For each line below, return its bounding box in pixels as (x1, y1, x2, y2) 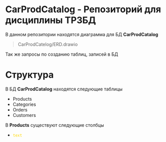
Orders (12, 106, 28, 113)
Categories (12, 101, 36, 107)
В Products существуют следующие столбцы (5, 122, 104, 128)
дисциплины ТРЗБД (5, 14, 96, 26)
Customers (12, 112, 36, 118)
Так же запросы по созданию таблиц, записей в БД (5, 51, 118, 57)
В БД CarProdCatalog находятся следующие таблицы (5, 86, 123, 92)
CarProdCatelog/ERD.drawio (17, 41, 78, 47)
